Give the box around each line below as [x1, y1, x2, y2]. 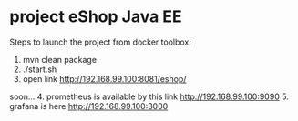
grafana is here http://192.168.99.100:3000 [9, 100, 169, 111]
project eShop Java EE [9, 6, 182, 27]
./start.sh [22, 64, 57, 75]
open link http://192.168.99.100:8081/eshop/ [22, 73, 187, 84]
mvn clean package [22, 54, 98, 65]
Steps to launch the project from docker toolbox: [9, 36, 191, 47]
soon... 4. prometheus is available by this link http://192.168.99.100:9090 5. [9, 91, 289, 102]
